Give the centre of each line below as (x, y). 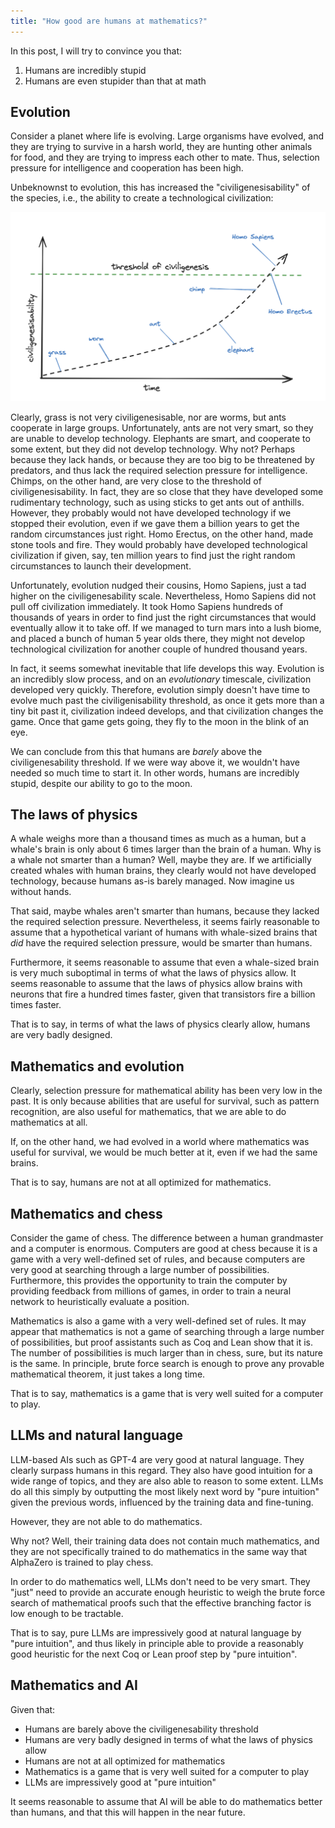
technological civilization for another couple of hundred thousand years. (159, 649)
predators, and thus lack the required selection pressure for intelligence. (159, 470)
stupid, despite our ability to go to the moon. (101, 783)
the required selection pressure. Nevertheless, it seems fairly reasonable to (165, 922)
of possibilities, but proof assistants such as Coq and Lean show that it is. (162, 1342)
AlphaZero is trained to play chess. (82, 1562)
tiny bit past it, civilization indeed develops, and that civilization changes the (167, 711)
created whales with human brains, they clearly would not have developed (163, 871)
